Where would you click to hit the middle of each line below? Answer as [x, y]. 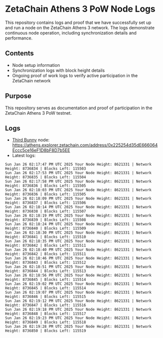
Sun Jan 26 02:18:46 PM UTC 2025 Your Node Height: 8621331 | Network [78, 258]
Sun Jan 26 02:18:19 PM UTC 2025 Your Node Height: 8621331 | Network [78, 216]
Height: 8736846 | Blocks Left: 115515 [46, 297]
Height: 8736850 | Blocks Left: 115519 [46, 331]
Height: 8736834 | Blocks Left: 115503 [46, 169]
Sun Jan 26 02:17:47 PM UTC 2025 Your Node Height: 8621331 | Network [78, 164]
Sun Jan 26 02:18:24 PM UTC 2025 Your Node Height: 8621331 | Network [78, 224]
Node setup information [36, 65]
